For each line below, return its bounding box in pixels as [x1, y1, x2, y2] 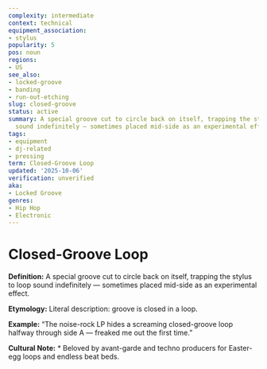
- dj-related [8, 145, 52, 153]
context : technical [8, 19, 73, 27]
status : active [8, 108, 59, 116]
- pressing [8, 152, 44, 160]
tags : [8, 130, 26, 138]
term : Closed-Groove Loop [8, 160, 94, 168]
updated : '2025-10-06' [8, 167, 83, 175]
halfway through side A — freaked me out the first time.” [8, 328, 193, 338]
